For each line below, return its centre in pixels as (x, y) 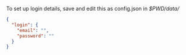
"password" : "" (36, 36)
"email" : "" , (33, 30)
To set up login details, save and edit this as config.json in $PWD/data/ (93, 9)
